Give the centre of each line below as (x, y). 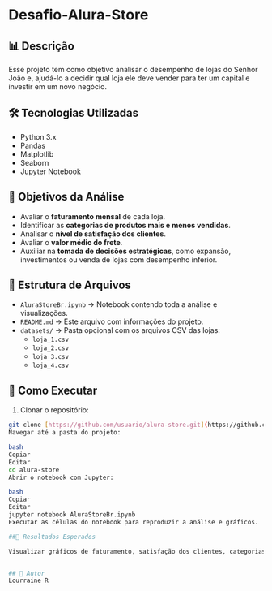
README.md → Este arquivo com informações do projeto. (112, 321)
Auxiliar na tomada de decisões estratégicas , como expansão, (125, 251)
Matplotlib (37, 154)
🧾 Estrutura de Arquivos (70, 285)
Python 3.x (38, 136)
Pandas (33, 145)
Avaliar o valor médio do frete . (71, 242)
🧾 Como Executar (53, 390)
